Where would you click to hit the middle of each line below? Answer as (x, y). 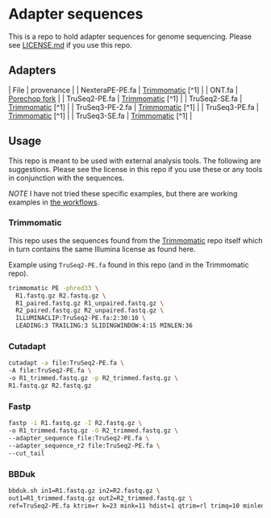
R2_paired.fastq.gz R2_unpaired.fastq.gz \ (90, 311)
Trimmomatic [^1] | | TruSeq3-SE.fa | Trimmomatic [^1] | (100, 116)
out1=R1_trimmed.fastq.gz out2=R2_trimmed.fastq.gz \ (101, 498)
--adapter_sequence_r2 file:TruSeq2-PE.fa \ (84, 445)
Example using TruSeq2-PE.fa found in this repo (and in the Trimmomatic (129, 264)
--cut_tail (27, 453)
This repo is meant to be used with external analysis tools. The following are (135, 160)
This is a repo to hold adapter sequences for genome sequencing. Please (130, 36)
